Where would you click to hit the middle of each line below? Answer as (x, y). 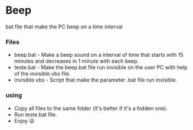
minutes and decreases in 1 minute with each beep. (76, 61)
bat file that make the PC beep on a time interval (64, 27)
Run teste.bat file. (35, 114)
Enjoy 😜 (24, 121)
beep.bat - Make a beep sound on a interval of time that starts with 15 (99, 55)
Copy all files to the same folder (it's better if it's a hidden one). (91, 108)
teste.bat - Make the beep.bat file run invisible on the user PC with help (101, 67)
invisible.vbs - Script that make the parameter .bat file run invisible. (96, 80)
